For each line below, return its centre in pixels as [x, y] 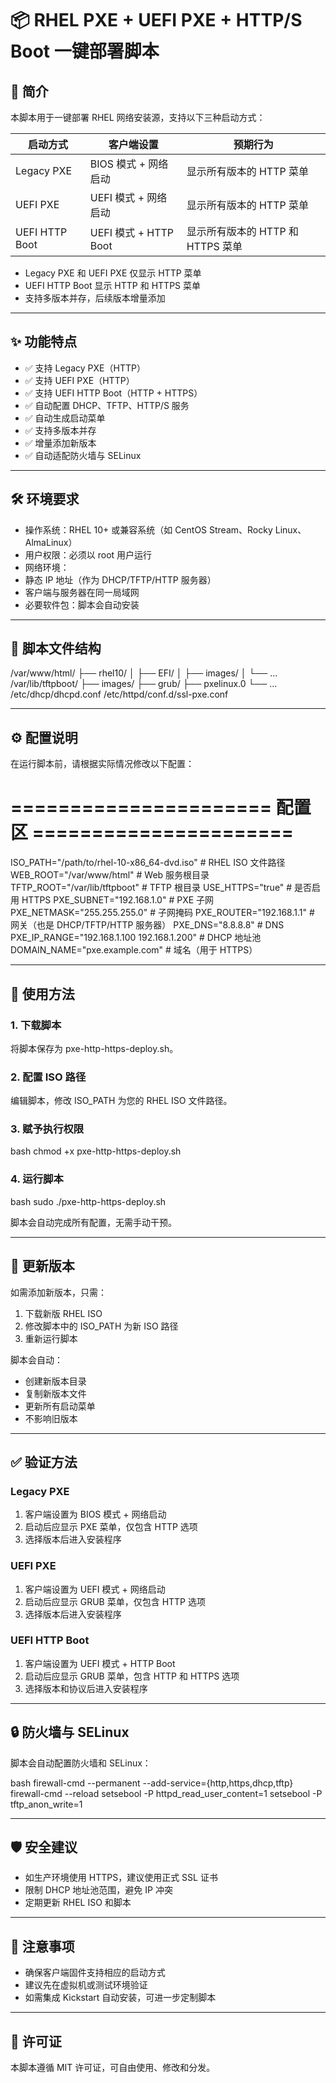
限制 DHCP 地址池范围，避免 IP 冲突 [98, 1890]
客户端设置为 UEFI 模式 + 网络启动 [95, 1589]
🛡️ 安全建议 [44, 1847]
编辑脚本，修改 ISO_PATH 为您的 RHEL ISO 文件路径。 [121, 1101]
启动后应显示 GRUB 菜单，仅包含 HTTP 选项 [115, 1601]
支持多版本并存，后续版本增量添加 [95, 298]
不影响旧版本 [51, 1418]
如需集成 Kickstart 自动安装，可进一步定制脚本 [120, 1998]
